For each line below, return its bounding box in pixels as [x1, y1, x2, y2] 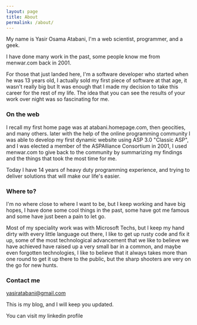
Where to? [6, 187, 36, 195]
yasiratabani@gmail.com [6, 290, 66, 297]
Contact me [6, 276, 41, 285]
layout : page [6, 8, 38, 15]
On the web [6, 110, 40, 119]
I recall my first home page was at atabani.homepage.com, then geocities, [6, 124, 186, 131]
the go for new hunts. [6, 262, 58, 269]
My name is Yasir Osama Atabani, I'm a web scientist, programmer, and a [6, 36, 183, 43]
